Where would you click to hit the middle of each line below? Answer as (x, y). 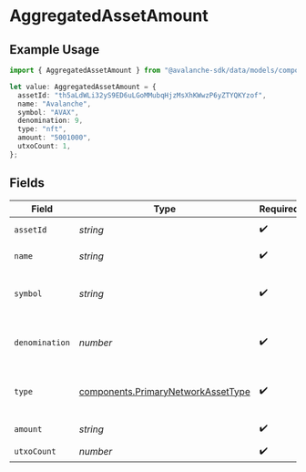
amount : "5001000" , (55, 138)
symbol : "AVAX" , (48, 112)
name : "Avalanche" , (55, 104)
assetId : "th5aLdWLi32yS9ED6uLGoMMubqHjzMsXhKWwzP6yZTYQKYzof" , (142, 95)
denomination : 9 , (51, 121)
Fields (27, 183)
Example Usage (55, 50)
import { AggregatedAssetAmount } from (85, 70)
